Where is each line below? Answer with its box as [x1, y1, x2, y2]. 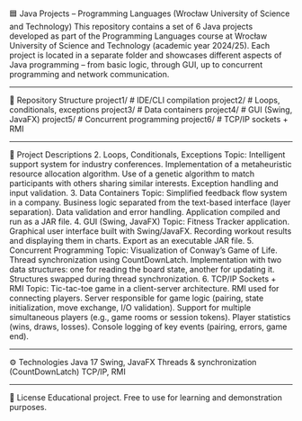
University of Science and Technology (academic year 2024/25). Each [9, 40, 271, 50]
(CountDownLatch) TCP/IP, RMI [9, 366, 126, 377]
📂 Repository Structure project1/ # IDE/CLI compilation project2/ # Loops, [9, 94, 280, 105]
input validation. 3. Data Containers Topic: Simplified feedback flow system [9, 188, 288, 198]
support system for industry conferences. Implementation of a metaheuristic [9, 159, 292, 169]
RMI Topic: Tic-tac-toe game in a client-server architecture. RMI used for [9, 283, 280, 293]
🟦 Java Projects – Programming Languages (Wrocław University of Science [9, 8, 290, 19]
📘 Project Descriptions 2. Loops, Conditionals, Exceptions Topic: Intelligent [9, 149, 286, 160]
